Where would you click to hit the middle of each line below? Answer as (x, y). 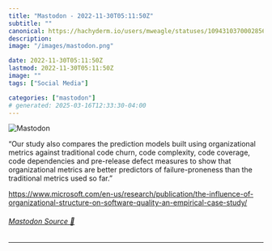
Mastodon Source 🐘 (42, 221)
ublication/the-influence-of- (207, 194)
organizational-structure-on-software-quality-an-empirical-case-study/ (128, 202)
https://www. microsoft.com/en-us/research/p (85, 194)
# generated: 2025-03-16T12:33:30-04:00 (78, 105)
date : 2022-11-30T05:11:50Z (56, 61)
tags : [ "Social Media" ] (49, 83)
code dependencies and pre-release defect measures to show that (120, 161)
